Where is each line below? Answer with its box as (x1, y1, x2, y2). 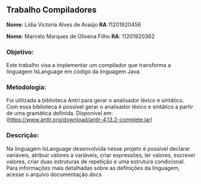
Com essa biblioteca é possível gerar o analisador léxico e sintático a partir (6, 103, 194, 111)
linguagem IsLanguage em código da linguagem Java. (6, 68, 141, 75)
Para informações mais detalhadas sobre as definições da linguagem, (6, 164, 180, 171)
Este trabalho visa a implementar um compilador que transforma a (6, 62, 171, 69)
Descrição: (6, 131, 39, 140)
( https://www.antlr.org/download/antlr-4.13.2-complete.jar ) (6, 116, 153, 123)
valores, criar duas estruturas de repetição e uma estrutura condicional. (6, 157, 185, 165)
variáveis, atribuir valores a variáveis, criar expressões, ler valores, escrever (6, 151, 196, 159)
